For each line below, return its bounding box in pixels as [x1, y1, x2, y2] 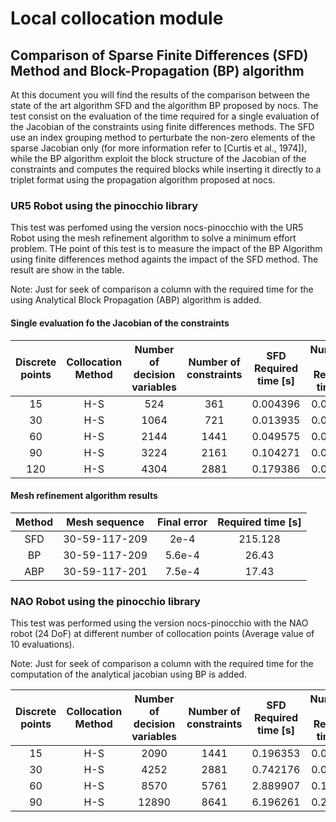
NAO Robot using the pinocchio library [10, 594, 201, 608]
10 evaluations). [10, 638, 75, 650]
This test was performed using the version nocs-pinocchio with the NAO [10, 617, 309, 629]
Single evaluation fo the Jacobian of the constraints [10, 317, 230, 329]
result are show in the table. [10, 264, 125, 276]
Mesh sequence [66, 515, 145, 529]
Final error [157, 515, 208, 529]
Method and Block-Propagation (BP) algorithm [10, 62, 305, 79]
